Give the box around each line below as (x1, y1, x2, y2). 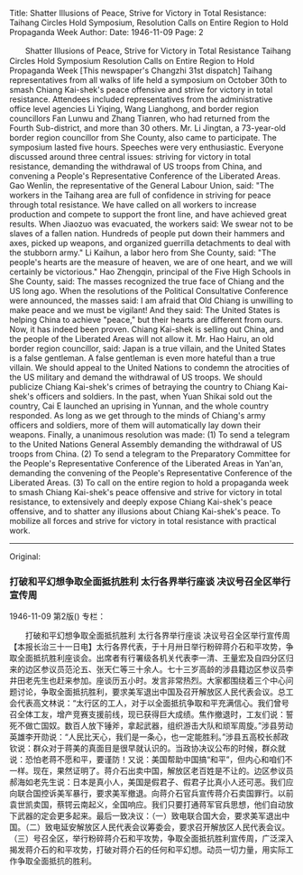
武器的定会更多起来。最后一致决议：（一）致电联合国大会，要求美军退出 (16, 811, 282, 822)
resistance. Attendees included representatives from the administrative (9, 94, 273, 105)
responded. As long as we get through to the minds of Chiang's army (9, 410, 266, 420)
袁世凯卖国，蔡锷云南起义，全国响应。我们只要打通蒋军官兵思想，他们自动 (9, 799, 286, 810)
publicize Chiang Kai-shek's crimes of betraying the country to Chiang (9, 382, 271, 391)
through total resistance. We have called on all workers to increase (9, 199, 257, 210)
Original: (9, 551, 41, 562)
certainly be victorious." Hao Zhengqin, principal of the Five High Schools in (9, 266, 291, 277)
